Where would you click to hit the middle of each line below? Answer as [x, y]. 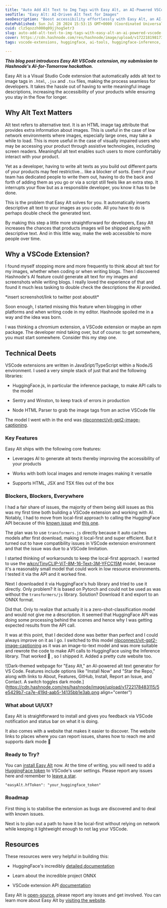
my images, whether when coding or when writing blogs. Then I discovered [83, 271]
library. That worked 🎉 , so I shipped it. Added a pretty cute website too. [79, 656]
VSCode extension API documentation [51, 886]
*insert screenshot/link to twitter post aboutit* [52, 297]
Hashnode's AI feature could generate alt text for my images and [71, 277]
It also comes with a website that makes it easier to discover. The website [80, 731]
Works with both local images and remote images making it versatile [82, 473]
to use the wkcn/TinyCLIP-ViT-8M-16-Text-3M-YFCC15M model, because [81, 563]
